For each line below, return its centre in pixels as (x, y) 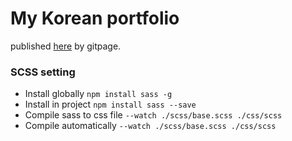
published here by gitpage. (66, 46)
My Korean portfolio (95, 18)
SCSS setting (43, 72)
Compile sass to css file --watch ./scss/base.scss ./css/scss (153, 115)
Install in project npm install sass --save (110, 104)
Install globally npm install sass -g (98, 94)
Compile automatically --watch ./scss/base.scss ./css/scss (150, 126)
